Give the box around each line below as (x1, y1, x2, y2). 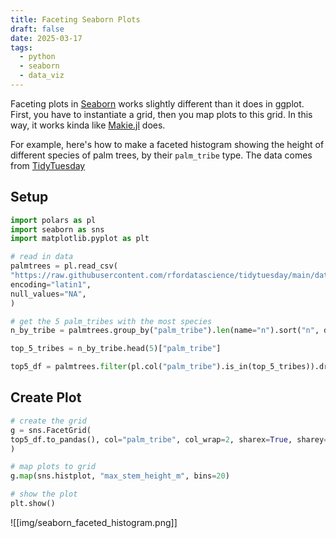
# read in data (10, 252, 74, 262)
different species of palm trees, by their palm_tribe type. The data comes (10, 149, 313, 161)
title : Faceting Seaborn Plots (10, 14, 141, 25)
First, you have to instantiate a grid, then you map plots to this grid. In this (10, 108, 313, 120)
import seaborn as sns (10, 224, 105, 235)
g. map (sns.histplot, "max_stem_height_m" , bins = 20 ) (10, 471, 230, 481)
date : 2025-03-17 (10, 33, 83, 43)
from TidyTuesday (10, 159, 86, 171)
